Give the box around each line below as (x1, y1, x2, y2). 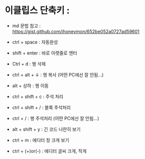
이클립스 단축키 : (5, 5, 70, 16)
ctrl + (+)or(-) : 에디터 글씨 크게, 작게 (12, 148, 87, 154)
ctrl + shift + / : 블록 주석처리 (12, 104, 71, 110)
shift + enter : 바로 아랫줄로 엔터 (12, 50, 78, 56)
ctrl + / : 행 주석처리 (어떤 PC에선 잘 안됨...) (12, 115, 100, 121)
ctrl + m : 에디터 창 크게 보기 (12, 137, 69, 143)
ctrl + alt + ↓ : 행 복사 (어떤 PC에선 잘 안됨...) (12, 71, 104, 77)
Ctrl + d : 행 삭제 (12, 61, 46, 67)
